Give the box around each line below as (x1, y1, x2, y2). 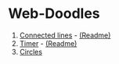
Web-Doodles (8, 5, 100, 23)
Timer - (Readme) (19, 38, 78, 48)
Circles (19, 47, 43, 56)
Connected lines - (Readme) (19, 30, 111, 40)
